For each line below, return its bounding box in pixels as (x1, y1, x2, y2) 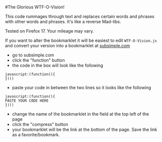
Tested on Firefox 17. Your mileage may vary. (5, 28, 94, 34)
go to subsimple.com (12, 52, 54, 58)
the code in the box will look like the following (12, 63, 103, 68)
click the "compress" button (12, 122, 68, 127)
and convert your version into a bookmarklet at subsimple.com (5, 43, 130, 48)
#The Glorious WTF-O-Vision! (5, 4, 65, 10)
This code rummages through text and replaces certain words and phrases (5, 14, 155, 19)
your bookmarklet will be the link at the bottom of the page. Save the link (12, 126, 158, 132)
